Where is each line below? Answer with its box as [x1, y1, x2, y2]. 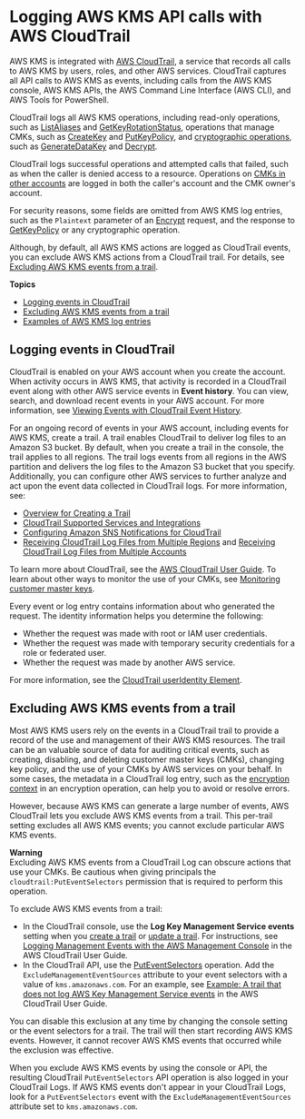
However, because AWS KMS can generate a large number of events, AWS [9, 800, 290, 811]
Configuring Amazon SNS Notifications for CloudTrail [22, 527, 221, 538]
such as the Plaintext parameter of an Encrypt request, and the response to [9, 214, 295, 225]
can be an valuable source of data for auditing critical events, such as [9, 744, 270, 755]
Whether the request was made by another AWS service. [22, 657, 236, 668]
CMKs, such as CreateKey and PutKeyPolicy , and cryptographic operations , [9, 131, 292, 142]
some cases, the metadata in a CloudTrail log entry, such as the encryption [9, 773, 290, 784]
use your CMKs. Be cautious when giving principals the [9, 866, 216, 877]
